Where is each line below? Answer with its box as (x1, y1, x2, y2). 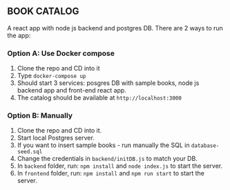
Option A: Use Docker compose (7, 48, 115, 58)
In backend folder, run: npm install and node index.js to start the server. (17, 162, 223, 170)
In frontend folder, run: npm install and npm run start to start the (17, 169, 205, 178)
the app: (7, 31, 31, 39)
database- (191, 142, 220, 149)
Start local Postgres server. (17, 134, 95, 142)
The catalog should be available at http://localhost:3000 (17, 93, 182, 102)
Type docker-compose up (17, 72, 86, 80)
